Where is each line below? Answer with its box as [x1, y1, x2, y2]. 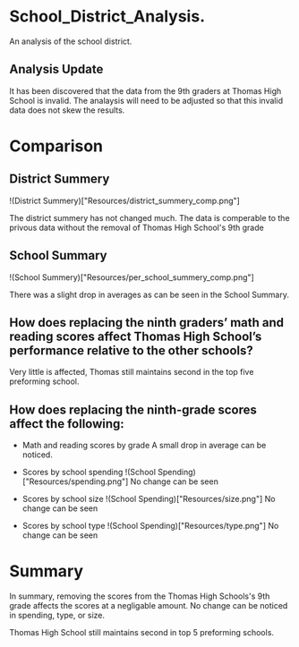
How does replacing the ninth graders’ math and [9, 315, 285, 330]
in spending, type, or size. [9, 610, 106, 621]
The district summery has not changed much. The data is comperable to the [9, 212, 290, 223]
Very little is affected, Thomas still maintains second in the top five [9, 367, 254, 378]
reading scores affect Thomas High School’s [9, 328, 262, 344]
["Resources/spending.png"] [21, 476, 129, 487]
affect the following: [9, 416, 125, 431]
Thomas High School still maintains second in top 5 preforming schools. [9, 627, 275, 638]
